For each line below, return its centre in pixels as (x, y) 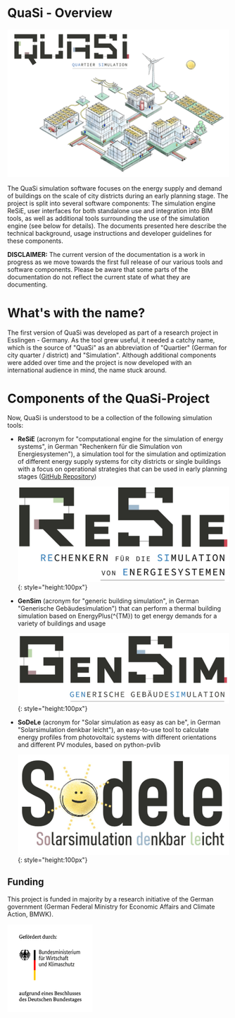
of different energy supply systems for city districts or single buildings (119, 462)
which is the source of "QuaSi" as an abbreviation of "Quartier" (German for (117, 347)
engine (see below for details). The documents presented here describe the (117, 226)
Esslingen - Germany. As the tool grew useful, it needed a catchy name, (111, 340)
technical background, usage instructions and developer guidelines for (110, 233)
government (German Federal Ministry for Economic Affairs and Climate (111, 906)
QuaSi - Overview (60, 13)
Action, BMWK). (31, 914)
